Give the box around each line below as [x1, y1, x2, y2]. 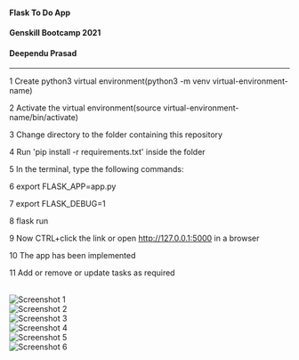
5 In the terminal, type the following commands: [9, 164, 184, 175]
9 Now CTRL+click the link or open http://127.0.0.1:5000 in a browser [9, 233, 260, 244]
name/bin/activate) [9, 112, 78, 123]
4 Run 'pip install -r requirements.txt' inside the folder [9, 147, 206, 158]
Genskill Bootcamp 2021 [9, 28, 101, 38]
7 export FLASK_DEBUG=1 [9, 199, 106, 209]
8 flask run [9, 216, 49, 226]
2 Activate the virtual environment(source [9, 102, 162, 113]
